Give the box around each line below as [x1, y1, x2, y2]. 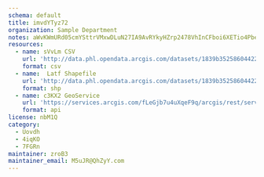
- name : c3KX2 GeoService [15, 92, 101, 99]
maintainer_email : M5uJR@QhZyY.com [8, 157, 125, 165]
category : [8, 121, 41, 128]
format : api [22, 107, 61, 114]
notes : [8, 33, 30, 42]
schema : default [8, 11, 61, 20]
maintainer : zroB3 [8, 150, 68, 157]
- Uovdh [15, 128, 41, 135]
